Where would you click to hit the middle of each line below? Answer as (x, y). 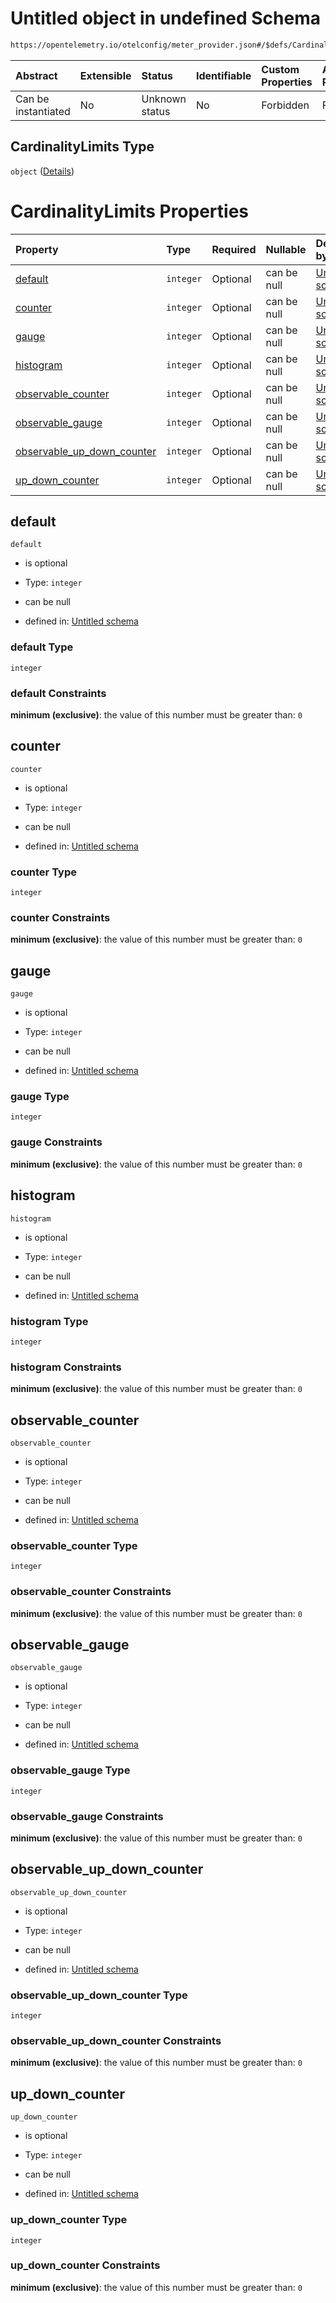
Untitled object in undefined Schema (166, 18)
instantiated (43, 111)
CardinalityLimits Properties (130, 211)
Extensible (105, 75)
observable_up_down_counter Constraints (116, 2041)
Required (234, 249)
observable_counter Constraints (91, 1592)
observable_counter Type (74, 1545)
